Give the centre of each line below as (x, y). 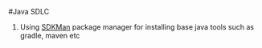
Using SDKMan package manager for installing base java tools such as (137, 27)
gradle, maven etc (50, 36)
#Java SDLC (29, 12)
